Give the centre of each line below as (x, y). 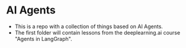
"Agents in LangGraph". (43, 39)
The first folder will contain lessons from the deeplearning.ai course (97, 32)
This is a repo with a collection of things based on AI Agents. (89, 26)
